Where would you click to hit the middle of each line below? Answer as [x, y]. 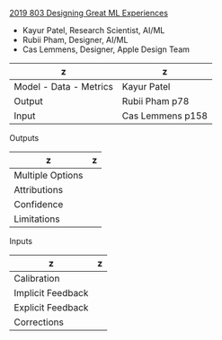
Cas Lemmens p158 [165, 116]
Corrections [39, 322]
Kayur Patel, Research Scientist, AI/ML [93, 30]
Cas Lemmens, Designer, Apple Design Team [106, 49]
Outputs [24, 138]
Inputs [21, 241]
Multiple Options [49, 175]
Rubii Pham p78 [155, 101]
